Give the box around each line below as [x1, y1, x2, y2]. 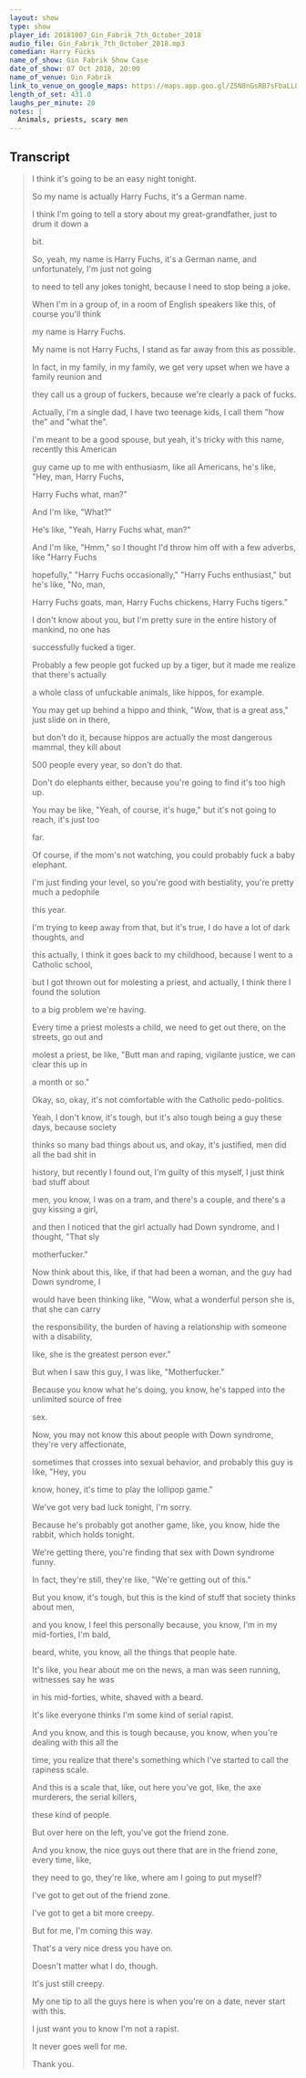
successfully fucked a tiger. [31, 641, 136, 653]
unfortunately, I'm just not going [31, 263, 152, 274]
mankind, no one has [31, 624, 111, 635]
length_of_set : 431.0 [9, 89, 92, 99]
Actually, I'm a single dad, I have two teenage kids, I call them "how [31, 406, 285, 417]
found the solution [31, 986, 101, 997]
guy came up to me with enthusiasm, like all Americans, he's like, [31, 461, 276, 472]
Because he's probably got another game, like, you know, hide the [31, 1519, 280, 1530]
